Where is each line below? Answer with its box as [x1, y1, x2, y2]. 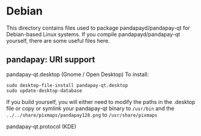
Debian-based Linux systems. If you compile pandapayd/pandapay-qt [6, 30, 180, 37]
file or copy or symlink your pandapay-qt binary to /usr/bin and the [6, 105, 174, 112]
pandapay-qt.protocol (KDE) [6, 123, 77, 130]
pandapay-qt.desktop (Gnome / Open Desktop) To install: [6, 71, 149, 78]
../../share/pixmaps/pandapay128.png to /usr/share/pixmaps [6, 111, 158, 118]
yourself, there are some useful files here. [6, 37, 110, 44]
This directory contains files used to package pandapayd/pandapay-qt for [6, 24, 190, 31]
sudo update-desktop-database [6, 88, 83, 94]
